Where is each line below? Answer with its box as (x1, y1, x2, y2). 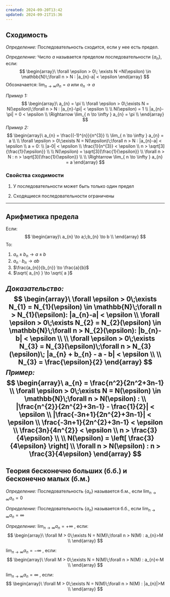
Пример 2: (6, 124, 29, 130)
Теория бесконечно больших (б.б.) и (6, 467, 128, 475)
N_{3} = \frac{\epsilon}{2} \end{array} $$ (18, 358, 153, 366)
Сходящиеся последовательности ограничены (13, 193, 115, 199)
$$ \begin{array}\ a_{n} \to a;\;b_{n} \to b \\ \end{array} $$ (25, 234, 146, 240)
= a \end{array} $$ (66, 159, 105, 165)
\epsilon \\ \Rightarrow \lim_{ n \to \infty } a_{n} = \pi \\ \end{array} (26, 111, 164, 117)
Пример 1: (6, 92, 28, 98)
